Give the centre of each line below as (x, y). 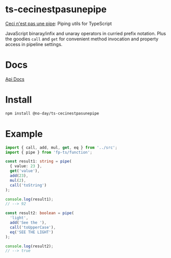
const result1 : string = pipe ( (39, 161)
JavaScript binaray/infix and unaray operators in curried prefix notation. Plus (86, 33)
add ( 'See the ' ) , (28, 223)
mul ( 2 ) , (18, 180)
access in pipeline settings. (34, 44)
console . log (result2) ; (29, 246)
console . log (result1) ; (29, 199)
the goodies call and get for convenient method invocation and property (82, 39)
